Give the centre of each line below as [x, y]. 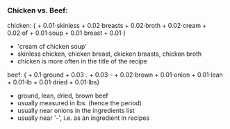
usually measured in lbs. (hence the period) [80, 103]
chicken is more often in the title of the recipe [82, 61]
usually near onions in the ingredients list [76, 111]
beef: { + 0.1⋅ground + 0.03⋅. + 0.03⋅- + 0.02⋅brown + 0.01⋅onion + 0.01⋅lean [115, 75]
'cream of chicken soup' [52, 47]
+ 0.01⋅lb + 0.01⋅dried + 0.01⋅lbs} [54, 82]
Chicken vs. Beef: [38, 10]
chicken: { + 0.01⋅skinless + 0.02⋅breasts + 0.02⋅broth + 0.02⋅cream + [107, 26]
